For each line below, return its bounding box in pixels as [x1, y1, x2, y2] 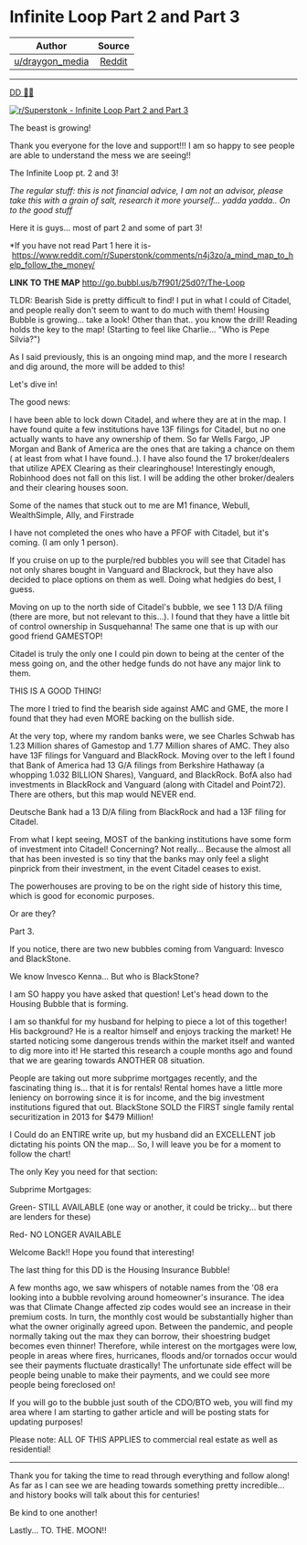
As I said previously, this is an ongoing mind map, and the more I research [9, 351, 288, 362]
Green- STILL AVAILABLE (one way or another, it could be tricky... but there [9, 1201, 293, 1212]
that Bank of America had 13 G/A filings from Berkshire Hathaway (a [9, 759, 265, 770]
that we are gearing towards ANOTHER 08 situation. [9, 1054, 206, 1065]
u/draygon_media [14, 55, 90, 68]
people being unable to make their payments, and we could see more [9, 1369, 270, 1381]
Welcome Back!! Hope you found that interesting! [9, 1246, 195, 1257]
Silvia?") [9, 333, 41, 344]
